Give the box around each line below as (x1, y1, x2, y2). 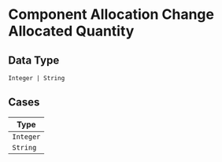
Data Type (8, 53, 60, 67)
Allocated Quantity (8, 22, 135, 40)
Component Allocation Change (8, 6, 215, 24)
